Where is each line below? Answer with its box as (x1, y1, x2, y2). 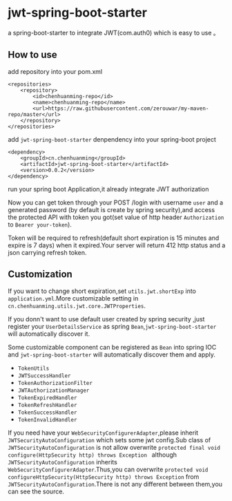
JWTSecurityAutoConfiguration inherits (8, 457, 118, 466)
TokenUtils (17, 365, 50, 372)
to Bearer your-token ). (8, 220, 72, 229)
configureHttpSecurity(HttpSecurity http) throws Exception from (8, 472, 200, 481)
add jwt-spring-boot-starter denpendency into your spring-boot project (8, 135, 217, 143)
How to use (8, 49, 57, 61)
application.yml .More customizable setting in (8, 294, 139, 302)
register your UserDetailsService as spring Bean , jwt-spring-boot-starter (8, 322, 217, 330)
